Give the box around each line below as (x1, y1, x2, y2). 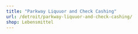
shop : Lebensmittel (6, 19, 54, 25)
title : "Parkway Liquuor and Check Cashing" (6, 8, 117, 14)
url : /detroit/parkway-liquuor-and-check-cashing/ (6, 14, 133, 20)
